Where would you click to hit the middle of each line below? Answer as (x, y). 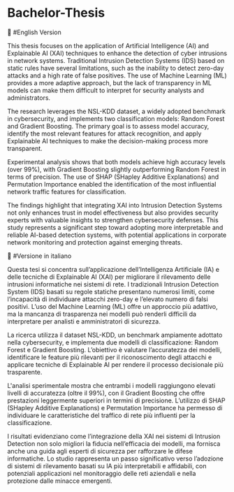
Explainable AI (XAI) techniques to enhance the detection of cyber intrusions (117, 53)
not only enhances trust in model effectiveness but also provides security (113, 212)
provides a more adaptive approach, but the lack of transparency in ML (109, 82)
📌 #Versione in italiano (39, 256)
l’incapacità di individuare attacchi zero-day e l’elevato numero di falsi (108, 299)
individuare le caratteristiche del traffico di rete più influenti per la (101, 415)
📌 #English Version (34, 32)
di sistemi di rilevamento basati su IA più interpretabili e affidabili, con (107, 465)
